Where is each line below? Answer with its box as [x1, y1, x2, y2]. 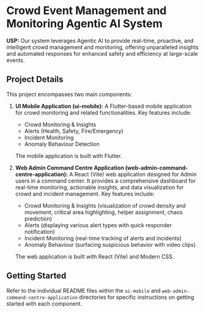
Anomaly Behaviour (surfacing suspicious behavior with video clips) [24, 241, 196, 248]
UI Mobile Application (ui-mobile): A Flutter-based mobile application [15, 102, 192, 110]
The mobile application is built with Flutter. [15, 152, 122, 159]
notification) [24, 228, 55, 235]
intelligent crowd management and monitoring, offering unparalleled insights [6, 43, 199, 51]
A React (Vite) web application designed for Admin [69, 170, 197, 178]
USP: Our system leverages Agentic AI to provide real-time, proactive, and [6, 37, 194, 44]
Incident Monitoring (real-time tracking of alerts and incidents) [24, 234, 182, 242]
